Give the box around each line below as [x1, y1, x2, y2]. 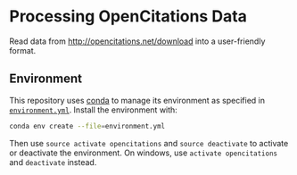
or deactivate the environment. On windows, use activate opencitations [9, 147, 278, 158]
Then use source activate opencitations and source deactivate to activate [9, 137, 289, 148]
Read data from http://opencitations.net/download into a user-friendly [9, 36, 266, 46]
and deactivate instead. [9, 156, 97, 167]
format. [9, 45, 37, 55]
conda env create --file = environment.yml [9, 121, 166, 130]
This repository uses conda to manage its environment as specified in [9, 95, 266, 105]
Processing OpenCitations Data [9, 6, 248, 27]
